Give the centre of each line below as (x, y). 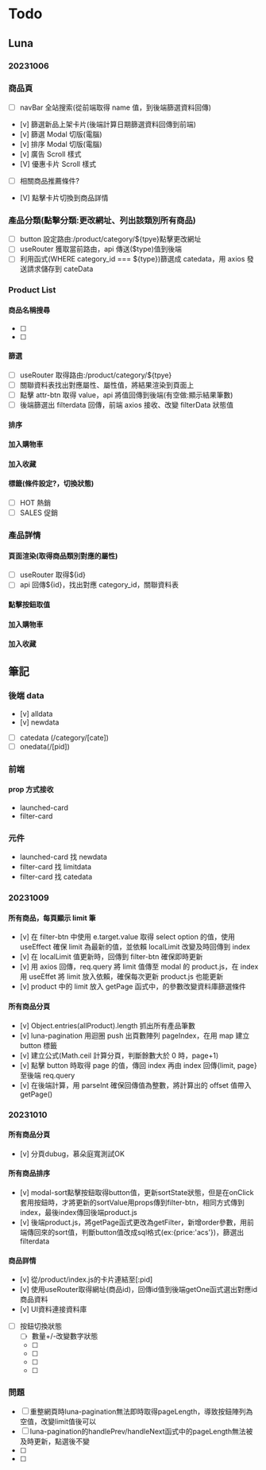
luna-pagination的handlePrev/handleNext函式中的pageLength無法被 (141, 1431)
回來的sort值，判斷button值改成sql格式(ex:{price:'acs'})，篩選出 (139, 1232)
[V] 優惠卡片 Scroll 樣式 (58, 164)
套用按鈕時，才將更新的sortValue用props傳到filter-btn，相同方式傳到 (132, 1203)
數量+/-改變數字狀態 (65, 1337)
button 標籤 (39, 1045)
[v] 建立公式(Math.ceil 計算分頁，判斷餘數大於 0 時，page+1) (119, 1055)
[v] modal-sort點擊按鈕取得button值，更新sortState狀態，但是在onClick (137, 1193)
